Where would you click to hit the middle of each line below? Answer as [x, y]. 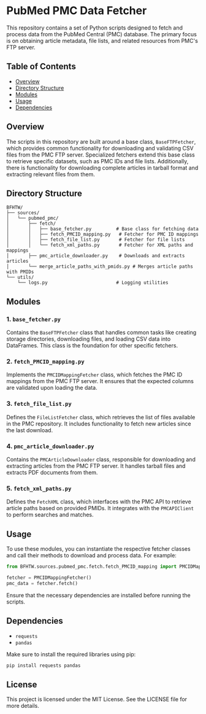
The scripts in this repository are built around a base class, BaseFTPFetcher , [101, 141]
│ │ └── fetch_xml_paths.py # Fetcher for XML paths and [100, 245]
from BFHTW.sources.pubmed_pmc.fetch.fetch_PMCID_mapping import [91, 567]
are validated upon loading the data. [52, 388]
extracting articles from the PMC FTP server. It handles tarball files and [96, 466]
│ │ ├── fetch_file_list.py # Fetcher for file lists [96, 240]
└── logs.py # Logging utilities [93, 283]
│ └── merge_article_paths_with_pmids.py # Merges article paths [100, 267]
